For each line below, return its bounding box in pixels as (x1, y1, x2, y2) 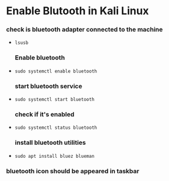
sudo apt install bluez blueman (14, 153, 95, 159)
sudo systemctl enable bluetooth (14, 68, 97, 74)
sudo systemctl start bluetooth (14, 97, 95, 103)
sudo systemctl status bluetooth (14, 125, 97, 131)
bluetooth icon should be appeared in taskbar (6, 167, 139, 175)
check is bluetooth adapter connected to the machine (6, 26, 163, 34)
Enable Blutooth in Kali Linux (6, 4, 149, 18)
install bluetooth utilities (14, 138, 86, 147)
